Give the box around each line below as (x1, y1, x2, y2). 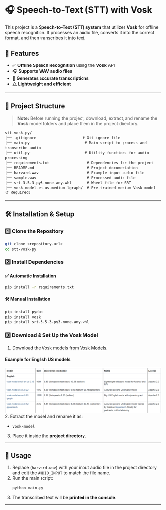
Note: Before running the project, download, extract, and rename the (17, 115, 158, 121)
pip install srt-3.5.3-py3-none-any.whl (5, 319, 90, 324)
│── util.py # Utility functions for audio (5, 150, 149, 155)
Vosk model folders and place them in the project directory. (17, 120, 139, 126)
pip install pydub (5, 309, 43, 315)
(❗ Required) (5, 190, 31, 195)
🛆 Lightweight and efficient (12, 81, 71, 87)
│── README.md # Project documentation (5, 165, 138, 170)
